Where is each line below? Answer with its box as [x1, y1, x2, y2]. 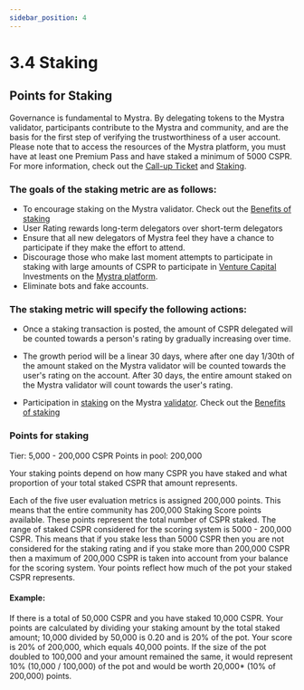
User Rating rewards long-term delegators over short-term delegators [22, 223, 283, 234]
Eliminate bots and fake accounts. [22, 280, 149, 291]
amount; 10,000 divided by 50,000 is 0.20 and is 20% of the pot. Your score [9, 631, 292, 643]
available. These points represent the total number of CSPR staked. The [9, 513, 277, 525]
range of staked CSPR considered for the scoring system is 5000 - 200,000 [9, 523, 292, 534]
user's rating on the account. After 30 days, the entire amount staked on [22, 370, 292, 381]
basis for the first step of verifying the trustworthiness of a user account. [9, 131, 281, 142]
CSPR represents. [9, 571, 75, 582]
